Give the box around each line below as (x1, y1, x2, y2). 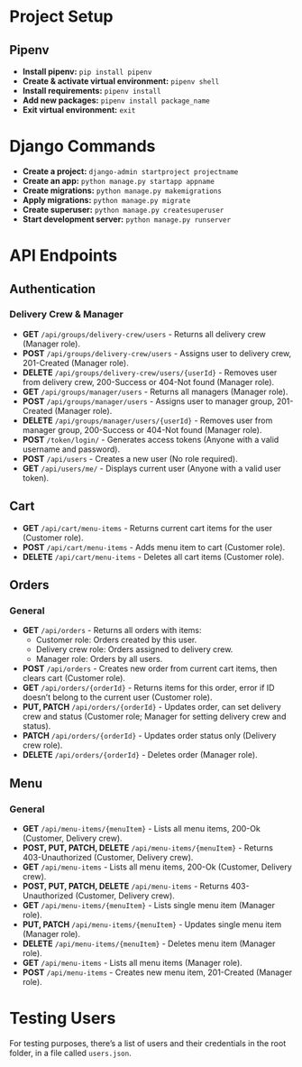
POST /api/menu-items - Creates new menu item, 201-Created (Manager (22, 967, 293, 978)
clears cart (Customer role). (22, 673, 126, 684)
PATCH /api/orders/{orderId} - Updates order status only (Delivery (22, 731, 277, 741)
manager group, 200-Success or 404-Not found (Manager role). (22, 424, 262, 435)
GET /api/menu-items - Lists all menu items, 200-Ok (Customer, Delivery (22, 861, 293, 872)
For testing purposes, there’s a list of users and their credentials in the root (9, 1037, 287, 1048)
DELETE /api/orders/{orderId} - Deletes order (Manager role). (22, 750, 259, 760)
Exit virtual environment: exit (22, 105, 136, 115)
